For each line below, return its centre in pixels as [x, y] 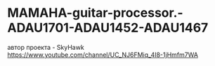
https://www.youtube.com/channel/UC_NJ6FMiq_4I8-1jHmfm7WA [103, 55]
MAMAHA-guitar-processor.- [96, 13]
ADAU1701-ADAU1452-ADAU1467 [108, 28]
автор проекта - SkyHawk [46, 47]
